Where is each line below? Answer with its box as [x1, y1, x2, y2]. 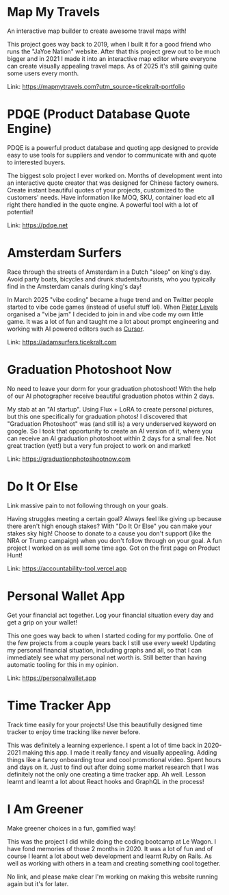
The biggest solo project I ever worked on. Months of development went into [7, 171, 223, 179]
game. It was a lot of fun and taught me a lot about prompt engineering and [7, 317, 219, 325]
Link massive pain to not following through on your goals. [7, 501, 169, 509]
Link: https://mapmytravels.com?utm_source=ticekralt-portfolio [7, 82, 185, 90]
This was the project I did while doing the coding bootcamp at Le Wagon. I [7, 837, 217, 846]
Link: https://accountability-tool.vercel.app [7, 564, 127, 572]
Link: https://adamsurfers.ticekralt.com [7, 338, 117, 346]
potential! [7, 207, 34, 216]
